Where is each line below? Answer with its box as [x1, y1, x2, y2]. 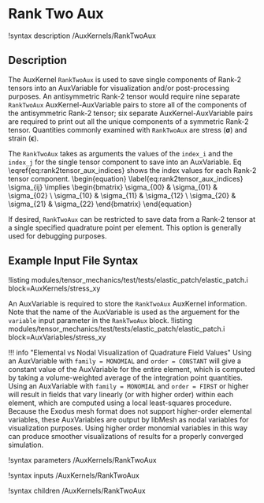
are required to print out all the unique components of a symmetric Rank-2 [8, 116, 250, 126]
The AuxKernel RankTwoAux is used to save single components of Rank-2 [8, 74, 242, 84]
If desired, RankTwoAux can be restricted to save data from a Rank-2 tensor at [8, 214, 256, 223]
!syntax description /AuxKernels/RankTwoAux [8, 31, 156, 40]
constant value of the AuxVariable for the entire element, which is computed [8, 364, 255, 373]
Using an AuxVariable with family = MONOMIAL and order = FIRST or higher [8, 381, 249, 391]
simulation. [8, 440, 44, 449]
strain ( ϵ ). [8, 133, 39, 143]
